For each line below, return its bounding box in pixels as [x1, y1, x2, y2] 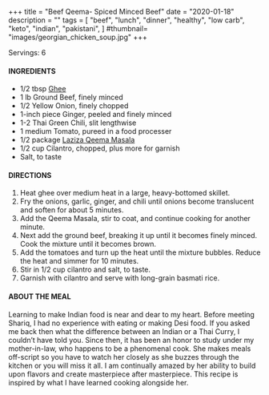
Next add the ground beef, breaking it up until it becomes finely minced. [19, 231, 258, 240]
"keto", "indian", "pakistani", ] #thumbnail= [8, 24, 148, 33]
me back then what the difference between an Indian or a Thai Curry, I [8, 326, 240, 336]
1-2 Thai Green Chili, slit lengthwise [19, 118, 137, 127]
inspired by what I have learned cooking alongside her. [8, 377, 189, 387]
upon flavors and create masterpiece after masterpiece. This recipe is [8, 369, 239, 379]
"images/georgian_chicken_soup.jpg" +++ [8, 32, 148, 42]
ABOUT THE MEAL [8, 292, 71, 301]
